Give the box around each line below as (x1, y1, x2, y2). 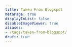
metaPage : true (5, 12, 36, 17)
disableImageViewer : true (5, 21, 58, 26)
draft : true (5, 35, 30, 40)
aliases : (5, 25, 23, 30)
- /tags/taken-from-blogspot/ (5, 30, 68, 35)
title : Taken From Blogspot (5, 7, 63, 12)
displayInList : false (5, 16, 50, 21)
